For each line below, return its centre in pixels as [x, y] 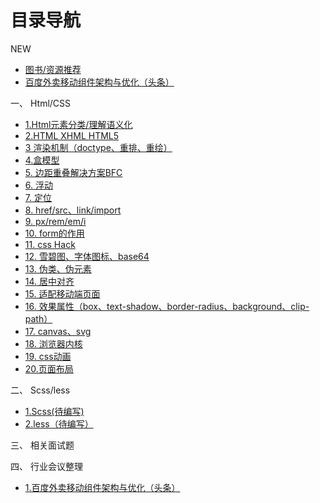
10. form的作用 [54, 233]
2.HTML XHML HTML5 [72, 135]
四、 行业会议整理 [46, 466]
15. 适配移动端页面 [62, 293]
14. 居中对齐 [49, 281]
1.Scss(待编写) [54, 411]
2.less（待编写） [59, 423]
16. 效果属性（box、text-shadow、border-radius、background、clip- [167, 306]
